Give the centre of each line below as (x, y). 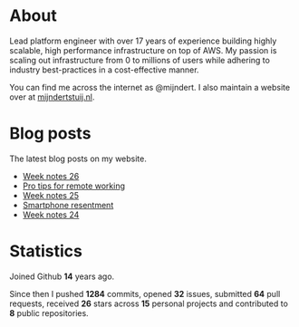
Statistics (46, 251)
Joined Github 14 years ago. (62, 276)
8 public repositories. (49, 313)
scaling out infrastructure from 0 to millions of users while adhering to (140, 60)
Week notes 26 (51, 176)
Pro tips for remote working (73, 186)
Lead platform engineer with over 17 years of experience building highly (143, 41)
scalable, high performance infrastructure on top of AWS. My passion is (143, 50)
